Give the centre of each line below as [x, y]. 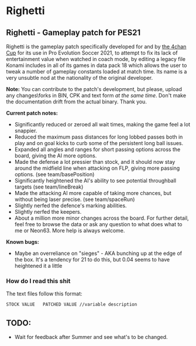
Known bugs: [23, 242]
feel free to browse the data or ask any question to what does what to [98, 224]
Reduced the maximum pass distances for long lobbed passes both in [99, 137]
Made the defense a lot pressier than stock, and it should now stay [95, 162]
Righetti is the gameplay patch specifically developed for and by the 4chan [96, 46]
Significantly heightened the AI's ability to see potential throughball [95, 181]
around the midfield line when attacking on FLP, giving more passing [97, 168]
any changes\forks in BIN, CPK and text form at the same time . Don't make [96, 95]
